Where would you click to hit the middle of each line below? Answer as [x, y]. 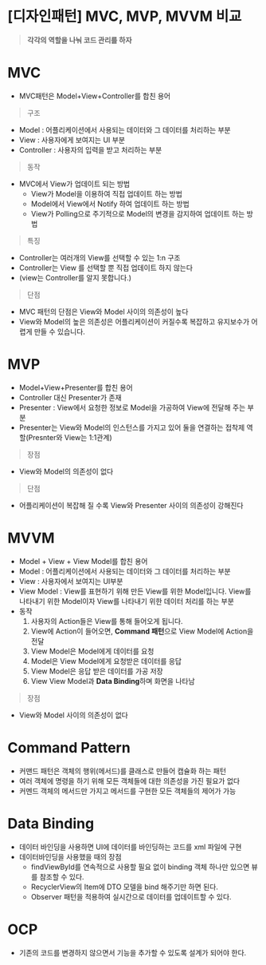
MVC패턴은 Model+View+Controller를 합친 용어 [95, 96]
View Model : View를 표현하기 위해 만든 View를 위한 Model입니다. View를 [135, 591]
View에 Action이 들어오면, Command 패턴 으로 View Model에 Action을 [142, 631]
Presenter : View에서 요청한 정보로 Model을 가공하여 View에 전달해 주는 [132, 407]
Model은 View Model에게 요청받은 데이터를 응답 [106, 661]
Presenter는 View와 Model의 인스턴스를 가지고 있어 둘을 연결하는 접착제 [132, 427]
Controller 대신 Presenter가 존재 [70, 397]
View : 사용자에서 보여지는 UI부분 [71, 581]
